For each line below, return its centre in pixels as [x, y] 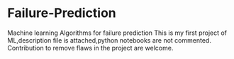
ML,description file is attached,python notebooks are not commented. [109, 40]
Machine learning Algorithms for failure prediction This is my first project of [117, 33]
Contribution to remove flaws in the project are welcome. [90, 48]
